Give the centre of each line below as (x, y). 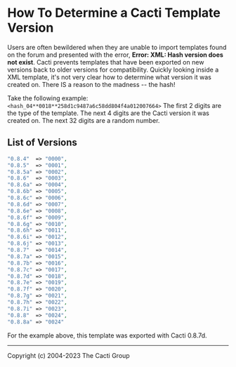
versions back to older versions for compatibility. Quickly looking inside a (113, 69)
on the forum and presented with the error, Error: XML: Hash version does (115, 55)
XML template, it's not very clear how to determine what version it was (110, 77)
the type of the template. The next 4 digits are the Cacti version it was (108, 113)
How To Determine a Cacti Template (114, 13)
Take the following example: (48, 98)
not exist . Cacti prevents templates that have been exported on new (106, 62)
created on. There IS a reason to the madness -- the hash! (91, 84)
